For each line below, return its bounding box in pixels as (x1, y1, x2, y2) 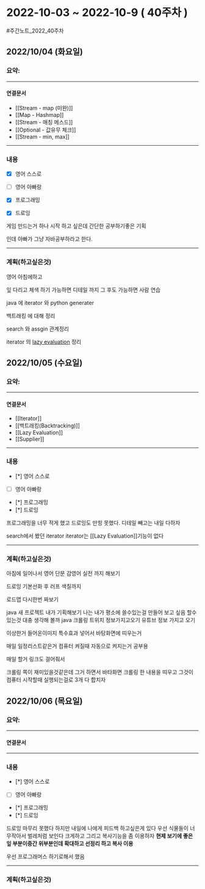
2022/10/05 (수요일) (6, 358, 83, 368)
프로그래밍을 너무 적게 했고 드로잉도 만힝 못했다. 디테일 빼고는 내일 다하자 (6, 519, 181, 527)
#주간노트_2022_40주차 (6, 27, 64, 34)
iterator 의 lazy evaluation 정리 (6, 338, 82, 345)
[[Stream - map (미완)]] (15, 104, 73, 111)
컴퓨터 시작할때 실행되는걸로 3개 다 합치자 (6, 676, 106, 683)
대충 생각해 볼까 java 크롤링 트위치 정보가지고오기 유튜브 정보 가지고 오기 (22, 617, 196, 624)
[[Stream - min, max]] (15, 133, 70, 140)
